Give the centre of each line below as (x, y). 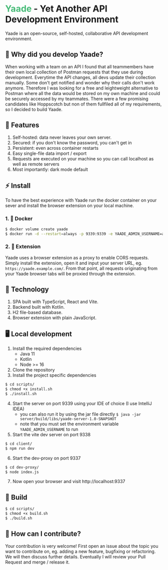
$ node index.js (22, 472)
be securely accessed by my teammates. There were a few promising (77, 99)
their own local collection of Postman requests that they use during (74, 72)
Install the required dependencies (47, 349)
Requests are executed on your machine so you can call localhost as (83, 158)
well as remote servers (36, 164)
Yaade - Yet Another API (56, 9)
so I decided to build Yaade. (34, 109)
